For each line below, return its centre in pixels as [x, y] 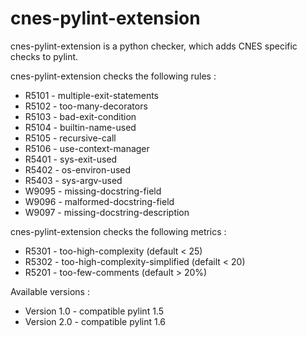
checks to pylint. [44, 56]
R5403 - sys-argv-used [73, 180]
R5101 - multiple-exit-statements [91, 95]
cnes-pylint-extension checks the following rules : [113, 76]
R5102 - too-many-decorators [86, 106]
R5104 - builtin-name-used [80, 127]
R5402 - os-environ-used [78, 169]
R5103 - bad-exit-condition [80, 116]
